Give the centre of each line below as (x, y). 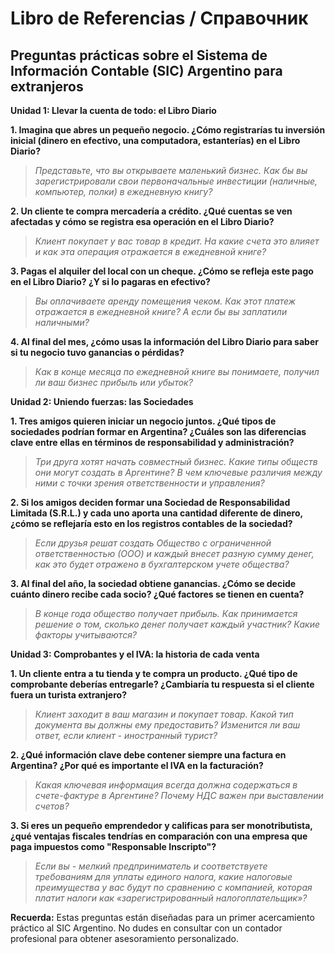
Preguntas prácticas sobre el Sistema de (139, 55)
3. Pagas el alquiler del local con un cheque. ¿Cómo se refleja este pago (162, 271)
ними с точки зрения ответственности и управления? (149, 483)
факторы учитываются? (85, 635)
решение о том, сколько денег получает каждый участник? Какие (177, 624)
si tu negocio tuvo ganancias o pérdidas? (97, 352)
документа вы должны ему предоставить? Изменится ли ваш (167, 725)
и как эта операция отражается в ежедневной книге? (150, 251)
